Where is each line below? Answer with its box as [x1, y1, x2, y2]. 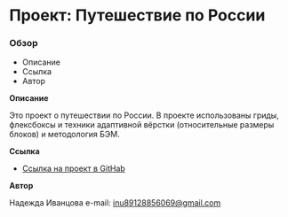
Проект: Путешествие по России [9, 5, 266, 26]
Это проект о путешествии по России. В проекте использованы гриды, [9, 110, 280, 120]
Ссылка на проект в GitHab [21, 163, 126, 174]
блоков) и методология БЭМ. [9, 129, 120, 140]
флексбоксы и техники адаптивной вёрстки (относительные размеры [9, 120, 275, 130]
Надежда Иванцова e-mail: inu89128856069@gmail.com [9, 198, 221, 208]
